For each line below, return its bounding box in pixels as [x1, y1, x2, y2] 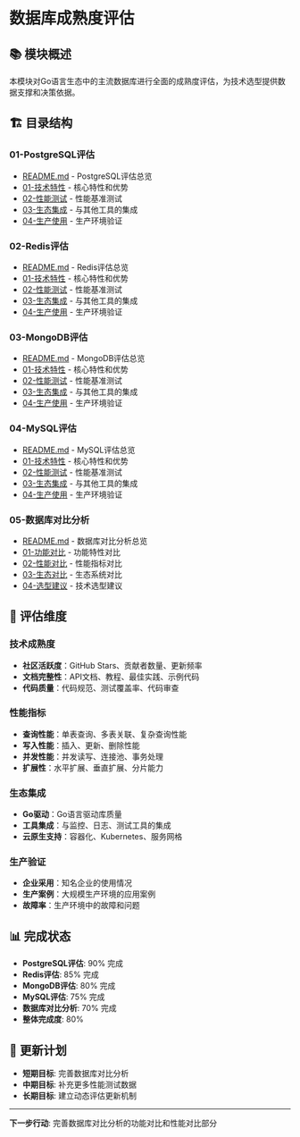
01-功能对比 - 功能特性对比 [21, 546, 121, 557]
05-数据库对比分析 [9, 513, 90, 526]
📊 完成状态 [9, 929, 71, 944]
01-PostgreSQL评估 [9, 148, 96, 161]
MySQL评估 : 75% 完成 [21, 991, 105, 1002]
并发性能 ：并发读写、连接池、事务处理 [21, 751, 163, 762]
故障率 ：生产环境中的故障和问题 [21, 900, 140, 911]
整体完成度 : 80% [21, 1014, 85, 1024]
